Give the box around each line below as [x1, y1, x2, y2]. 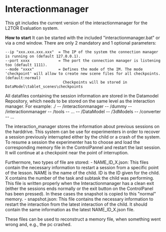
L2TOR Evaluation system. [5, 25, 59, 31]
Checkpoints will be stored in [62, 80, 127, 85]
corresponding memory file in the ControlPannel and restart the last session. [5, 144, 161, 150]
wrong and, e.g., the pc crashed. [5, 221, 72, 227]
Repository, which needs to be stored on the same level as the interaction [5, 98, 155, 104]
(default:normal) [5, 75, 41, 80]
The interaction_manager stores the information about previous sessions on [5, 123, 160, 129]
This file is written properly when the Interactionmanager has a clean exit [5, 180, 155, 186]
